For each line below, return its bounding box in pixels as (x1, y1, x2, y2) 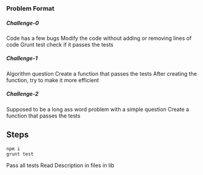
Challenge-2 (6, 90, 39, 97)
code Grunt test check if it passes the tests (6, 41, 114, 48)
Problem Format (6, 4, 55, 13)
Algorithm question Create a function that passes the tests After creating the (6, 70, 197, 77)
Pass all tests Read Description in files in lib (6, 162, 115, 169)
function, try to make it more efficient (6, 76, 99, 84)
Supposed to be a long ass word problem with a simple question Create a (6, 105, 190, 113)
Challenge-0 (6, 19, 39, 27)
